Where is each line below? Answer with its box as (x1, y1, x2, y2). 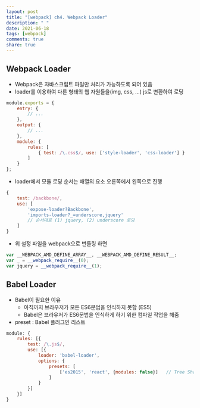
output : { (17, 122, 42, 128)
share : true (6, 42, 36, 48)
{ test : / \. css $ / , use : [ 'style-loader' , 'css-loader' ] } (37, 150, 185, 155)
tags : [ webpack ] (6, 31, 46, 37)
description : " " (6, 20, 49, 26)
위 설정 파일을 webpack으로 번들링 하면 (14, 240, 108, 247)
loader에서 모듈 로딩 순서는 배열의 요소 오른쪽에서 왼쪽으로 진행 (14, 178, 162, 185)
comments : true (6, 36, 44, 42)
